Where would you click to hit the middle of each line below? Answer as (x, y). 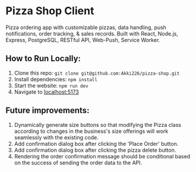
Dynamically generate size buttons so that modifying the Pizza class (98, 125)
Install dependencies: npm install (56, 79)
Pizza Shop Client (50, 11)
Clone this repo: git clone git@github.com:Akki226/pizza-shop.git (97, 73)
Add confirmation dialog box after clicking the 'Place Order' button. (96, 144)
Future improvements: (48, 111)
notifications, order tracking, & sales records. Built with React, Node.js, (92, 33)
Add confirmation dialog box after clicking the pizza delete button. (95, 150)
